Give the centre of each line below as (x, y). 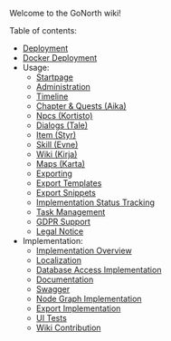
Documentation (65, 279)
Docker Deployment (60, 58)
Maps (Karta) (61, 164)
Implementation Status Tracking (95, 202)
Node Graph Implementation (89, 299)
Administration (63, 87)
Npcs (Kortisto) (64, 116)
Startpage (55, 77)
